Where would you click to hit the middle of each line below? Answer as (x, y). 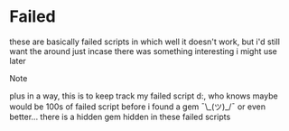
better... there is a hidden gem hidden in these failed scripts (120, 117)
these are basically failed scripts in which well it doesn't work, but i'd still (144, 42)
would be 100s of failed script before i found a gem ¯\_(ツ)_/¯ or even (138, 107)
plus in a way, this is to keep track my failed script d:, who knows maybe (144, 96)
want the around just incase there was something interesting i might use (144, 51)
